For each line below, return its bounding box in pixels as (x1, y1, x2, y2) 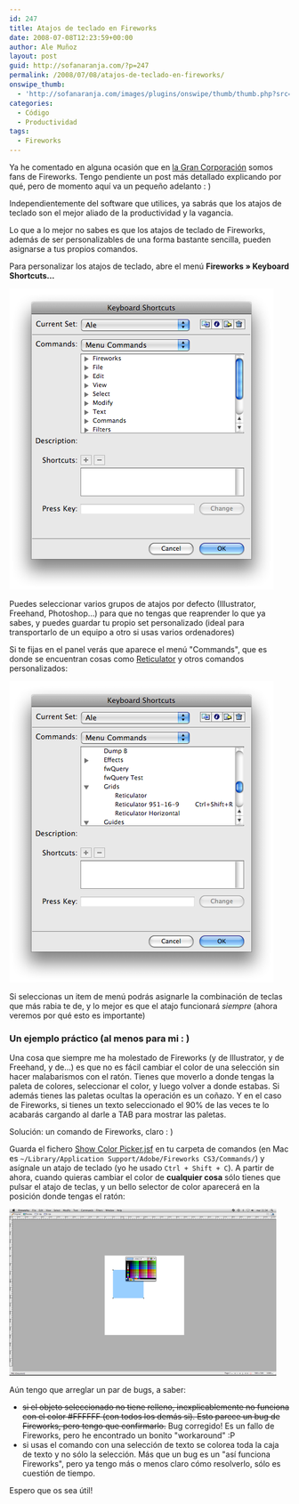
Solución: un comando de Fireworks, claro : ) (9, 1127, 174, 1137)
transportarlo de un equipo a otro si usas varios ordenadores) (9, 627, 235, 637)
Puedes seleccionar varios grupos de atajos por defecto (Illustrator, (9, 599, 256, 609)
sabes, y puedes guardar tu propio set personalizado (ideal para (9, 618, 245, 627)
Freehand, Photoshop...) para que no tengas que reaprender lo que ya (9, 608, 266, 619)
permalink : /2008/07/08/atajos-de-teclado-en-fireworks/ (9, 71, 225, 80)
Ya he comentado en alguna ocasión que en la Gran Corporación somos (9, 162, 273, 173)
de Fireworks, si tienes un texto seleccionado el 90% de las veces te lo (9, 1100, 270, 1111)
